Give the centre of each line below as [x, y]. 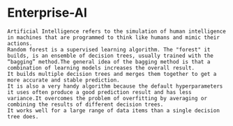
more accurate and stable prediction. [63, 80]
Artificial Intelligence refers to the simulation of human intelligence [117, 31]
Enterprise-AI [47, 13]
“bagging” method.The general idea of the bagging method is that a [109, 62]
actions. [20, 43]
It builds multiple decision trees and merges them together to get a [112, 74]
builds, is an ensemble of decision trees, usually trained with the [111, 56]
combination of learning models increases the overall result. [101, 68]
